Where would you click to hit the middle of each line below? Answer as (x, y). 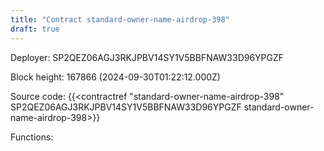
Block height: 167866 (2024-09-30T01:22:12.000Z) (115, 77)
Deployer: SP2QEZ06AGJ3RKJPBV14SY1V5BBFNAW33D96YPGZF (147, 57)
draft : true (35, 29)
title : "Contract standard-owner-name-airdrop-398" (120, 19)
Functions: (32, 137)
